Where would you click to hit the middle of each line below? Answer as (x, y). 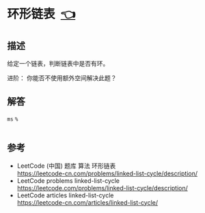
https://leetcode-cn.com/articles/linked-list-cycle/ (87, 202)
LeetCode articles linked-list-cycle (65, 195)
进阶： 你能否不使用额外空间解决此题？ (62, 78)
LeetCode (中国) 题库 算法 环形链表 (66, 166)
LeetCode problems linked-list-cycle (68, 180)
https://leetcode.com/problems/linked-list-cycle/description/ (102, 188)
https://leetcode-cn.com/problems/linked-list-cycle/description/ (107, 173)
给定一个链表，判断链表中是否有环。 (58, 63)
